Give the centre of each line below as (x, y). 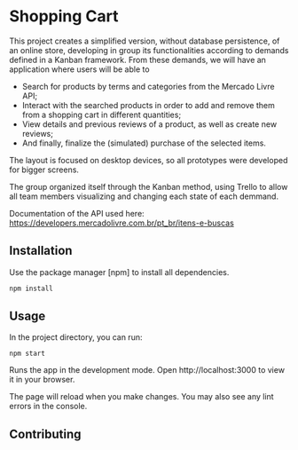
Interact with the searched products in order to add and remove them (148, 105)
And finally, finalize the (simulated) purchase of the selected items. (144, 143)
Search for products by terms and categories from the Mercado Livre (148, 86)
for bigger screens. (44, 170)
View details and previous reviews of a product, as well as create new (149, 124)
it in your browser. (42, 380)
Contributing (45, 434)
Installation (41, 251)
